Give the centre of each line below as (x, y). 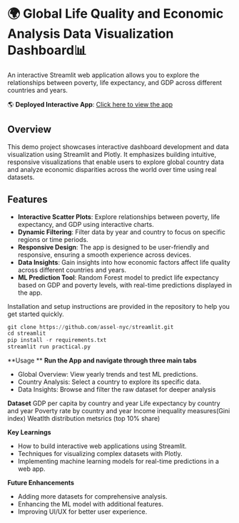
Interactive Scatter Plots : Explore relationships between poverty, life (119, 217)
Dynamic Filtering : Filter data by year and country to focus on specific (122, 232)
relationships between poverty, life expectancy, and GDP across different (115, 82)
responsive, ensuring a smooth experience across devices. (104, 255)
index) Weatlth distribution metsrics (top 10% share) (84, 419)
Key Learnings (29, 432)
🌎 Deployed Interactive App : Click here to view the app (90, 104)
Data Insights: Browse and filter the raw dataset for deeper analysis (117, 390)
